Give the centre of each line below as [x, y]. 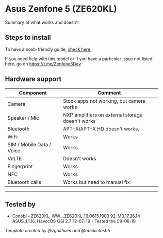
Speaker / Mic [24, 118]
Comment [109, 93]
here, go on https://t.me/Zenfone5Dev [43, 63]
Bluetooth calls [24, 182]
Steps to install [28, 38]
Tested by [20, 204]
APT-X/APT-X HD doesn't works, [101, 128]
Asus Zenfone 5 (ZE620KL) [61, 9]
